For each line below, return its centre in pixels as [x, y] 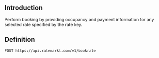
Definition [20, 40]
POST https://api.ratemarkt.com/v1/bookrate [50, 51]
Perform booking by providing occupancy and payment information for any [79, 19]
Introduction [24, 8]
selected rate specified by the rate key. [43, 24]
